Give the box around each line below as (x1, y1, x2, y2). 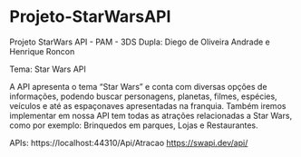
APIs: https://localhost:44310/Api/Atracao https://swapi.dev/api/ (9, 137, 248, 148)
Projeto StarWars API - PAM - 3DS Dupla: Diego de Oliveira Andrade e (9, 36, 270, 47)
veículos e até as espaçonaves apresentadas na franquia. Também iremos (9, 100, 286, 111)
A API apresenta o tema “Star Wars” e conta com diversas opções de (9, 81, 267, 92)
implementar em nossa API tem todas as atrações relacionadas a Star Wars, (9, 110, 293, 121)
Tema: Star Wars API (9, 64, 86, 74)
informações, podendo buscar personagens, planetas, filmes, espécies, (9, 91, 278, 102)
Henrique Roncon (9, 45, 75, 56)
